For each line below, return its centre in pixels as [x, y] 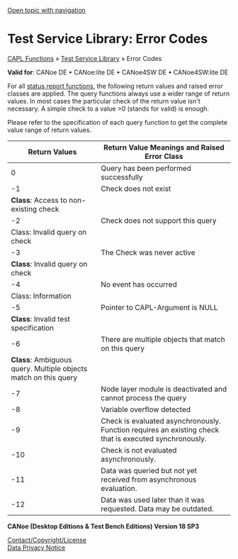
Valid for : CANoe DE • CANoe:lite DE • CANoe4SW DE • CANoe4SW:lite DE [118, 72]
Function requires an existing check [160, 430]
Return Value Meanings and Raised [164, 147]
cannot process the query [144, 398]
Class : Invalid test [41, 319]
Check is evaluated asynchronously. [161, 421]
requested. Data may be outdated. [158, 509]
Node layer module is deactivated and [164, 389]
